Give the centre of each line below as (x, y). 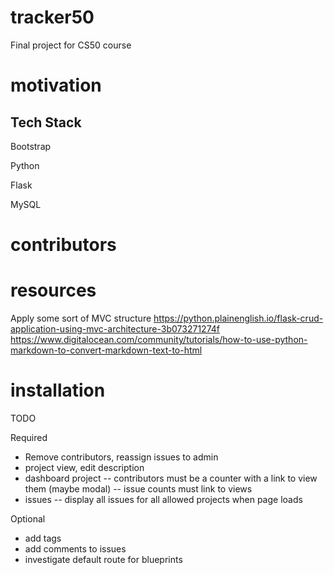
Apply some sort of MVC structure (81, 318)
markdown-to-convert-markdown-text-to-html (106, 350)
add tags (43, 538)
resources (53, 290)
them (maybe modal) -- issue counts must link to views (138, 489)
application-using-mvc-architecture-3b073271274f (115, 329)
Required (29, 437)
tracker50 (52, 17)
